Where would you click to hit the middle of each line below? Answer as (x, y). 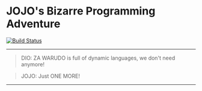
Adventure (33, 24)
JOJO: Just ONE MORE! (50, 76)
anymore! (33, 64)
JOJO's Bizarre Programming (81, 11)
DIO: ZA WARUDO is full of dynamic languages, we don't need (98, 58)
